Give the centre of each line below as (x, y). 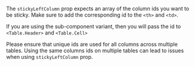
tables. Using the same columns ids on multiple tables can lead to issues (95, 51)
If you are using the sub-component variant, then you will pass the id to (94, 26)
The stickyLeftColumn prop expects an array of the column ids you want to (98, 9)
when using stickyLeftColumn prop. (50, 57)
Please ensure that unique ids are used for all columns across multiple (92, 44)
